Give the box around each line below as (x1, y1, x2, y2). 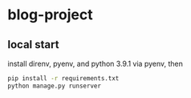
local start (7, 38, 59, 51)
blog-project (7, 6, 93, 24)
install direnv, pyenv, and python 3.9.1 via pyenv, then (7, 59, 184, 68)
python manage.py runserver (7, 82, 102, 90)
